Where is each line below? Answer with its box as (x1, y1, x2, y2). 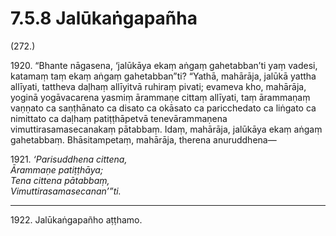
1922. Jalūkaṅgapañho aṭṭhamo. (10, 213, 143, 226)
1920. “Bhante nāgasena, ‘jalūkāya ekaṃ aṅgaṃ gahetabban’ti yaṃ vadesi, (10, 59, 318, 71)
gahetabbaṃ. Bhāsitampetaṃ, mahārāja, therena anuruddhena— (10, 133, 277, 146)
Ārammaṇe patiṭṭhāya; (10, 163, 104, 176)
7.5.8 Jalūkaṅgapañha (10, 7, 198, 30)
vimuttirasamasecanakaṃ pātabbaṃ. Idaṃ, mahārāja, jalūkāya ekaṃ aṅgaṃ (10, 123, 323, 135)
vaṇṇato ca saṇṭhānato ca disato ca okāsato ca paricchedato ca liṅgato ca (10, 102, 317, 114)
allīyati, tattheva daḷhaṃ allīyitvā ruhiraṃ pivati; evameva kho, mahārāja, (10, 80, 307, 92)
